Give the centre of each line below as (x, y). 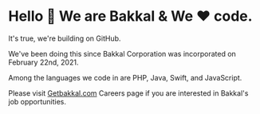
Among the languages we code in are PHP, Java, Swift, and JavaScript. (125, 77)
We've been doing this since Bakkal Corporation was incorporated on (122, 53)
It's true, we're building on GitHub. (65, 38)
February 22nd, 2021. (43, 62)
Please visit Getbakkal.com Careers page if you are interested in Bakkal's (128, 93)
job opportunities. (37, 101)
